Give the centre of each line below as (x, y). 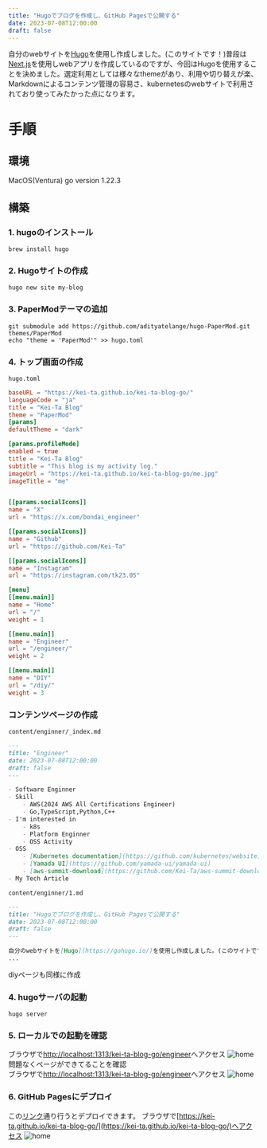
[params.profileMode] (44, 444)
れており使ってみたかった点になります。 (74, 94)
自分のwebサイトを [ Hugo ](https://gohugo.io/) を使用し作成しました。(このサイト (130, 951)
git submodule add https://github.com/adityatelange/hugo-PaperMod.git (129, 326)
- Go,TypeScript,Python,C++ (69, 812)
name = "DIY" (30, 678)
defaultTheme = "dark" (46, 430)
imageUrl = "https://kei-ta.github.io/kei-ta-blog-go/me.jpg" (113, 474)
